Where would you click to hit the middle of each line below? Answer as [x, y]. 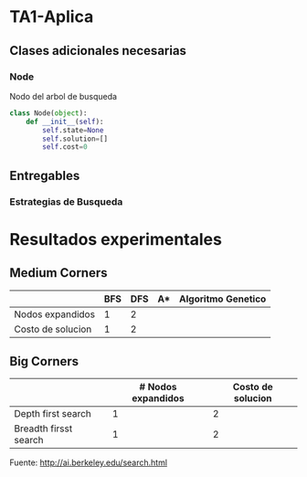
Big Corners [44, 361]
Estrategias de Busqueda [66, 201]
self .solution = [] [75, 139]
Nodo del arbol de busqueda [63, 96]
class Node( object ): [49, 113]
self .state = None [73, 130]
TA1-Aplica [52, 17]
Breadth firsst [43, 429]
